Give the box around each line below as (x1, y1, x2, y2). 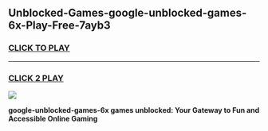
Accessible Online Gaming (8, 114, 98, 123)
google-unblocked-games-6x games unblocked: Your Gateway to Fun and (8, 105, 260, 114)
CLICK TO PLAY (8, 43, 70, 54)
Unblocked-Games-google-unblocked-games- (8, 6, 247, 20)
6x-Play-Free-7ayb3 (8, 19, 111, 33)
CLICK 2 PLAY (8, 72, 64, 83)
